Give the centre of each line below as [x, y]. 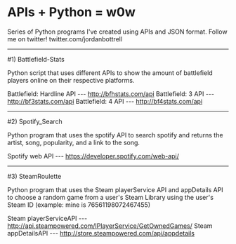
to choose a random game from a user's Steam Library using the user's [111, 197]
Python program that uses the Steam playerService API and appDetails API [115, 189]
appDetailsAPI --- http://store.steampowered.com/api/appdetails [101, 233]
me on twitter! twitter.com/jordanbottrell [65, 39]
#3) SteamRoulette [34, 176]
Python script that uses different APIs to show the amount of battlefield [110, 73]
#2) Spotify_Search [35, 121]
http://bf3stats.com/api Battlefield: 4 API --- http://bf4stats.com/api [105, 101]
